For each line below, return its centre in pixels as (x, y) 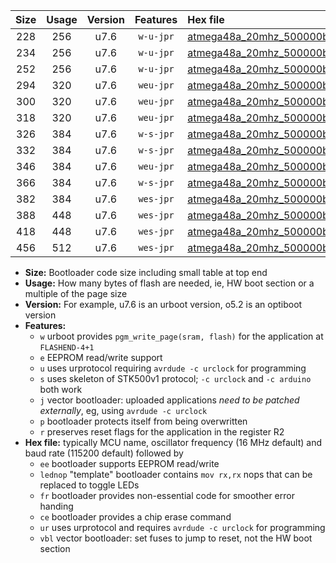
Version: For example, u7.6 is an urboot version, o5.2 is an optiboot (163, 304)
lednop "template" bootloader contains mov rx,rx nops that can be (176, 474)
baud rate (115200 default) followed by (104, 453)
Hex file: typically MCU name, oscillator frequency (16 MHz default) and (173, 442)
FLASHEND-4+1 (67, 348)
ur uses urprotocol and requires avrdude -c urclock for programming (182, 527)
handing (56, 506)
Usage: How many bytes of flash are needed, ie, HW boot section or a (169, 283)
